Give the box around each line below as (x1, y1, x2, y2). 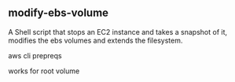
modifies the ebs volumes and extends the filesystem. (8, 35, 183, 45)
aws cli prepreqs (8, 50, 62, 60)
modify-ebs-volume (8, 6, 108, 20)
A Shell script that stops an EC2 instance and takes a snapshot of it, (8, 27, 228, 36)
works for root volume (8, 66, 80, 76)
